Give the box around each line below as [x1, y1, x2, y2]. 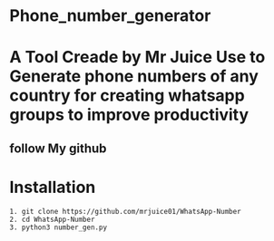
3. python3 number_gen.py [9, 223, 107, 232]
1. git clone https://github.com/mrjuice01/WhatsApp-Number [9, 207, 242, 216]
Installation [9, 177, 96, 198]
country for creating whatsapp [9, 85, 245, 106]
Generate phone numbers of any [9, 66, 259, 87]
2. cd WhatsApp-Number [9, 215, 95, 224]
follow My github [9, 140, 107, 156]
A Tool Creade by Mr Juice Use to [9, 47, 266, 68]
